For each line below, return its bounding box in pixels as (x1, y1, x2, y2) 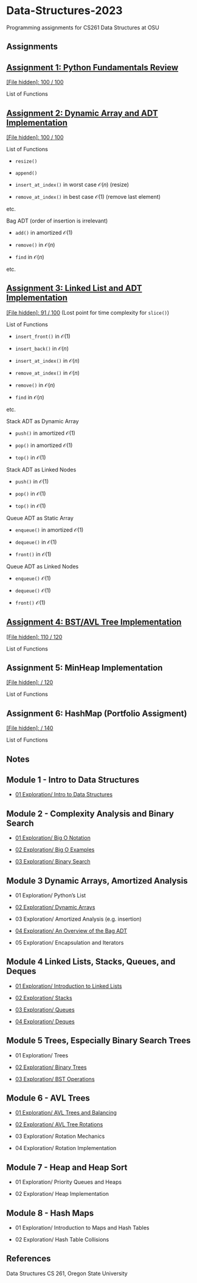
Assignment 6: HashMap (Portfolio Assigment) (6, 708, 187, 718)
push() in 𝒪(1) (15, 477, 49, 485)
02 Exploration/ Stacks (15, 994, 72, 1001)
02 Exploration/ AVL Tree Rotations (15, 1121, 103, 1128)
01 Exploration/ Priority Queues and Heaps (15, 1178, 122, 1186)
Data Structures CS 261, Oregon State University (6, 1270, 128, 1277)
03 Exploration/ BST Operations (15, 1075, 95, 1082)
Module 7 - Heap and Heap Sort (6, 1162, 128, 1173)
